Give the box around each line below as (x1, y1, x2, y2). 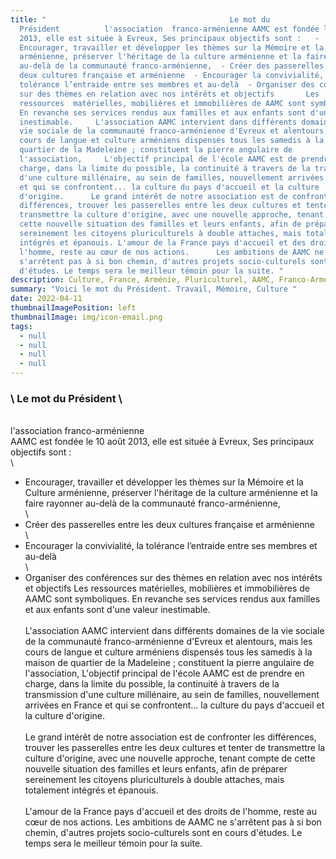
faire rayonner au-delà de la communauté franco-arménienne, (24, 497, 281, 510)
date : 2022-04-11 (10, 294, 83, 304)
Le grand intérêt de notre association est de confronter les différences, (24, 731, 317, 743)
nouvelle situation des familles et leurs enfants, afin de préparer (24, 763, 288, 775)
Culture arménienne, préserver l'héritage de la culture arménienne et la (24, 487, 318, 499)
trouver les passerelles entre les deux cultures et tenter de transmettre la (24, 742, 326, 754)
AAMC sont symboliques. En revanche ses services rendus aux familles (24, 593, 321, 605)
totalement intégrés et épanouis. (24, 784, 159, 796)
